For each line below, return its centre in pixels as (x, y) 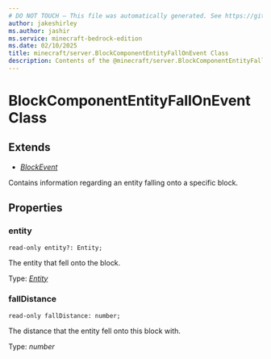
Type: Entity (28, 278)
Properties (35, 208)
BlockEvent (39, 167)
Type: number (31, 346)
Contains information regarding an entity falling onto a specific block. (123, 182)
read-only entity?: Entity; (56, 248)
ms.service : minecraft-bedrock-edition (75, 38)
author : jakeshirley (43, 23)
